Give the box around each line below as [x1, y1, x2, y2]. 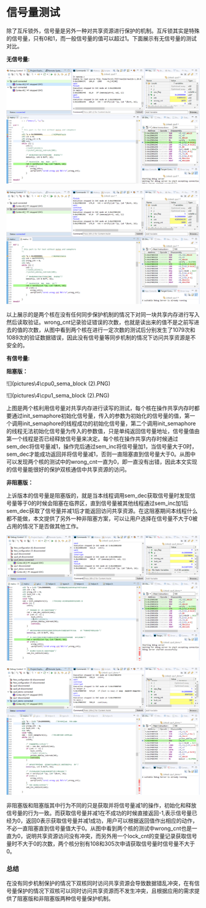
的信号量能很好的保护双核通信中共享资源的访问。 [6, 466, 130, 473]
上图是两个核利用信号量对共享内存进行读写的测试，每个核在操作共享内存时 [6, 404, 194, 412]
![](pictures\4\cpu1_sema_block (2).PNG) [6, 391, 110, 399]
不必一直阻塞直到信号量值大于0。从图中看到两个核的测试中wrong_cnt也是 [6, 825, 192, 832]
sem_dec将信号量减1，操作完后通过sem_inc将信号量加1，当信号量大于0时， [6, 442, 197, 450]
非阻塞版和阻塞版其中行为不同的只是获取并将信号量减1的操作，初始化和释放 [6, 801, 197, 809]
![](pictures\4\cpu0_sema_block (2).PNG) [6, 380, 111, 387]
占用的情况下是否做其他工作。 [6, 522, 82, 529]
